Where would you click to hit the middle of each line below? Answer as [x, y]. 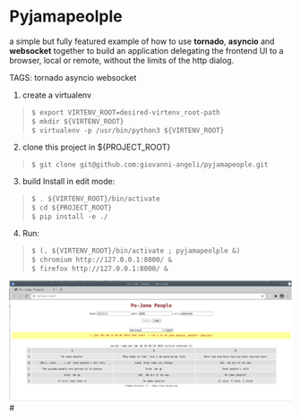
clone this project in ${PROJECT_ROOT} [96, 147]
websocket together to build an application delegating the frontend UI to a [146, 50]
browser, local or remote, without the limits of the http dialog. [122, 60]
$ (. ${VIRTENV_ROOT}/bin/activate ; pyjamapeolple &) [136, 251]
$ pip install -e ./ [69, 217]
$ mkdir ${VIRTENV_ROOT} [77, 121]
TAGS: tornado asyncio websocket [73, 77]
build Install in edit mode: [69, 181]
